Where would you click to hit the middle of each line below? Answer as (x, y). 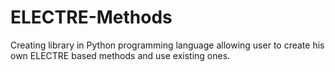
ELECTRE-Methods (91, 17)
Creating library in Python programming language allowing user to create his (167, 45)
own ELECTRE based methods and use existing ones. (120, 55)
